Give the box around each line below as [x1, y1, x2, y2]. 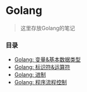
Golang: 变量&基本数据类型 [14, 56, 81, 64]
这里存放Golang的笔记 [20, 24, 76, 31]
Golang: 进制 [14, 71, 46, 79]
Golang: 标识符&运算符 [14, 64, 70, 71]
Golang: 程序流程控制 [14, 79, 67, 86]
